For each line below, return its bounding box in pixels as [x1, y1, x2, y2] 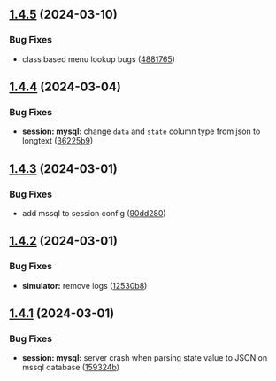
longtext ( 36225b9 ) [21, 136, 94, 146]
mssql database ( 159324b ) [21, 362, 120, 373]
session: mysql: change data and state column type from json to [21, 126, 261, 136]
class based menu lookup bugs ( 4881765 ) [21, 53, 175, 65]
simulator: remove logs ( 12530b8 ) [21, 280, 148, 291]
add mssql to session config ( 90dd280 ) [21, 208, 166, 219]
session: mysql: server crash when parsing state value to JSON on [21, 353, 268, 363]
